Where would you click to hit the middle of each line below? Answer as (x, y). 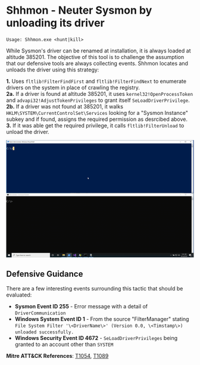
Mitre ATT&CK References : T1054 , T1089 (57, 355)
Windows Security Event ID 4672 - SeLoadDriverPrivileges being (96, 338)
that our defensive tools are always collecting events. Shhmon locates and (97, 63)
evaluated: (19, 295)
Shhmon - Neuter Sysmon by (79, 10)
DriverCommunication (40, 313)
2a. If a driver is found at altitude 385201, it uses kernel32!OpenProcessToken (100, 93)
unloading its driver (56, 23)
